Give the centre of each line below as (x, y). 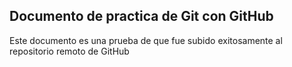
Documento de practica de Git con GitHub (141, 16)
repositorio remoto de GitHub (69, 51)
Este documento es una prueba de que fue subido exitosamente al (146, 40)
